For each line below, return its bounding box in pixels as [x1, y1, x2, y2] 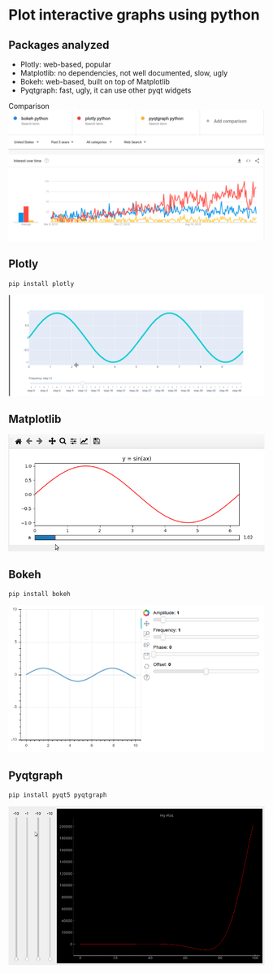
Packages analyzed [8, 38, 110, 52]
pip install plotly [8, 279, 75, 288]
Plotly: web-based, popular [19, 59, 111, 69]
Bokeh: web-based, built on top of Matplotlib [19, 77, 171, 86]
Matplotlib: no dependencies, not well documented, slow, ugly [19, 68, 228, 78]
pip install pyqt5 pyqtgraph [8, 791, 107, 799]
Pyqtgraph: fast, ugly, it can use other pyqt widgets [19, 85, 192, 95]
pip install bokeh [8, 590, 71, 598]
